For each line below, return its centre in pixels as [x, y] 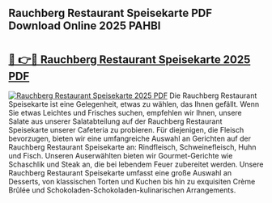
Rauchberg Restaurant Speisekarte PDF [110, 13]
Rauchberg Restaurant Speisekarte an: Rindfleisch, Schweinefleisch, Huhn [132, 147]
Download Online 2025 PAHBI [85, 26]
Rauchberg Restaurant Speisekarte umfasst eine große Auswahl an [120, 173]
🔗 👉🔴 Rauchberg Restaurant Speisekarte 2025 [130, 59]
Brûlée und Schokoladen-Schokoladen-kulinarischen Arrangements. [122, 190]
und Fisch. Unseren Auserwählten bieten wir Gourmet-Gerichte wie [121, 156]
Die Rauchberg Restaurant [213, 95]
